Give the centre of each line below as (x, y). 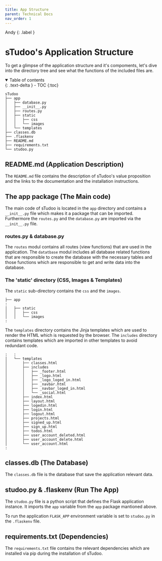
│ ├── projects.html (32, 418)
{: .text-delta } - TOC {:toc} (32, 85)
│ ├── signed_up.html (33, 422)
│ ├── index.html (29, 397)
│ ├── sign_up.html (31, 427)
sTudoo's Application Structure (69, 52)
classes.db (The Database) (47, 463)
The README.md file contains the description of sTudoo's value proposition (78, 176)
